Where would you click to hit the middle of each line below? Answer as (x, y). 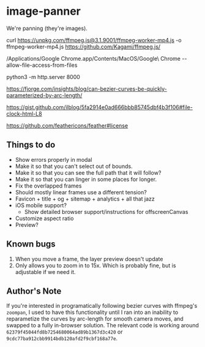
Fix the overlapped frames (48, 186)
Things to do (31, 145)
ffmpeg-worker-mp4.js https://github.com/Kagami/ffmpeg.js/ (84, 47)
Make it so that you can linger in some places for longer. (86, 179)
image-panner (43, 11)
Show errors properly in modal (54, 159)
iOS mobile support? (41, 205)
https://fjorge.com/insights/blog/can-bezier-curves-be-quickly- (87, 89)
